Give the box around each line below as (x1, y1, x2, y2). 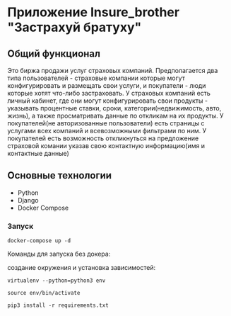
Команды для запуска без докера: (7, 249, 111, 259)
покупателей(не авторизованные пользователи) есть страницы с (7, 119, 205, 128)
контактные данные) (7, 149, 69, 157)
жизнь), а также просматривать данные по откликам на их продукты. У (7, 111, 224, 120)
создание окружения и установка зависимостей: (7, 264, 156, 272)
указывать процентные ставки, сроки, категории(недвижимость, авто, (7, 104, 222, 112)
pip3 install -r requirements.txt (7, 302, 109, 309)
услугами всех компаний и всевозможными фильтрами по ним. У (7, 127, 207, 135)
